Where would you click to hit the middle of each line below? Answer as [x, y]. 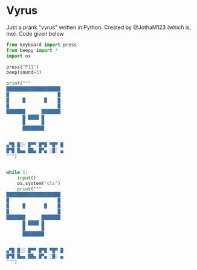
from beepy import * [32, 50]
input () [27, 178]
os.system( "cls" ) [39, 184]
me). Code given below [35, 33]
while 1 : [17, 172]
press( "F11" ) [23, 67]
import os [19, 56]
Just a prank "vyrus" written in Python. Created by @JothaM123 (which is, [99, 27]
